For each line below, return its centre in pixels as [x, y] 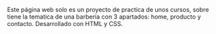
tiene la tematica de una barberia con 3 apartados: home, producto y [104, 17]
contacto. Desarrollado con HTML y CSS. [65, 24]
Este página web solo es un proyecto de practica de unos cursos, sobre [108, 10]
